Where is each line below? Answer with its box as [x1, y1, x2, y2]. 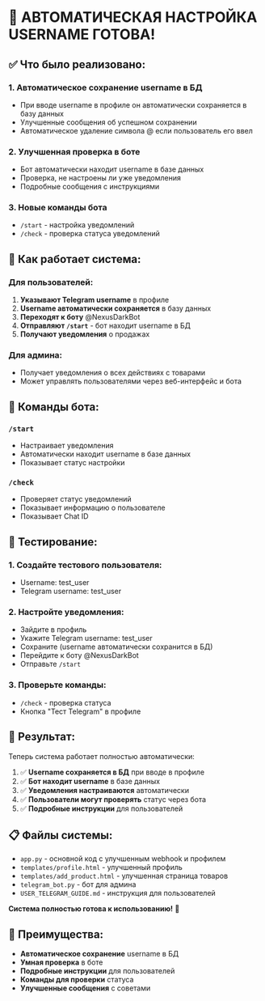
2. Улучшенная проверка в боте [8, 146, 141, 157]
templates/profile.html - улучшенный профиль [19, 863, 183, 872]
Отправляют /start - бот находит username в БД [19, 320, 191, 331]
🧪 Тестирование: [8, 535, 98, 549]
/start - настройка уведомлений [19, 220, 135, 230]
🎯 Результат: [8, 730, 75, 744]
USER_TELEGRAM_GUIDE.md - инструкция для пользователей [19, 889, 216, 898]
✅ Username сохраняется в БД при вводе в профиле [19, 767, 204, 777]
